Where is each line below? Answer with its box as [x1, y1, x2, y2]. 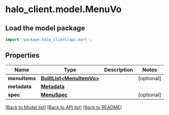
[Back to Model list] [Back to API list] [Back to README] [5, 104, 122, 110]
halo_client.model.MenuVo [5, 4, 122, 15]
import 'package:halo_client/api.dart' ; [5, 37, 93, 42]
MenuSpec [40, 91, 68, 98]
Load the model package [5, 24, 86, 32]
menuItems [8, 74, 36, 82]
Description [104, 66, 133, 73]
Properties [5, 51, 40, 60]
